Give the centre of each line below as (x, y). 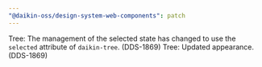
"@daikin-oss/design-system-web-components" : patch (97, 16)
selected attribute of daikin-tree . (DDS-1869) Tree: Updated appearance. (131, 47)
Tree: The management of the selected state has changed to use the (122, 38)
